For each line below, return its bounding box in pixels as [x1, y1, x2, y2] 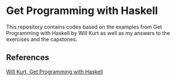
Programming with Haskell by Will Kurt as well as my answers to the [6, 29, 171, 36]
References [6, 52, 49, 62]
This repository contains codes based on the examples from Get [6, 23, 162, 30]
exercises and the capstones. [6, 36, 78, 43]
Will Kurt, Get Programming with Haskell [6, 68, 103, 75]
